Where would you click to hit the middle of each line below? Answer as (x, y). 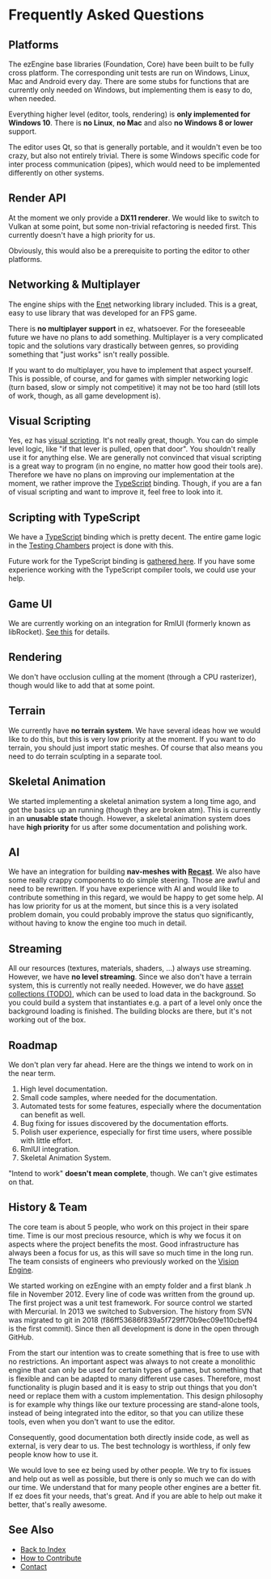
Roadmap (33, 1045)
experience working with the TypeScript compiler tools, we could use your (132, 570)
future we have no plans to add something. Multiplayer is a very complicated (136, 337)
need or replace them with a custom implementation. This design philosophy (136, 1395)
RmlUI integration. (50, 1149)
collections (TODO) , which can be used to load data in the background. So (132, 994)
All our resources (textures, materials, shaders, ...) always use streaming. (130, 968)
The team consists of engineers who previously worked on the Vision (124, 1261)
